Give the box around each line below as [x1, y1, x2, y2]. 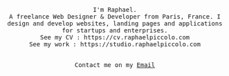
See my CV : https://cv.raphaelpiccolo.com [39, 34, 190, 41]
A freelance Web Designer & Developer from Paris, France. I [8, 13, 221, 20]
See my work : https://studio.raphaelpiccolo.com [28, 41, 201, 48]
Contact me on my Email [74, 61, 156, 68]
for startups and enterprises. [62, 27, 168, 34]
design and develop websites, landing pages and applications [7, 20, 223, 27]
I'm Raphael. [93, 6, 137, 13]
